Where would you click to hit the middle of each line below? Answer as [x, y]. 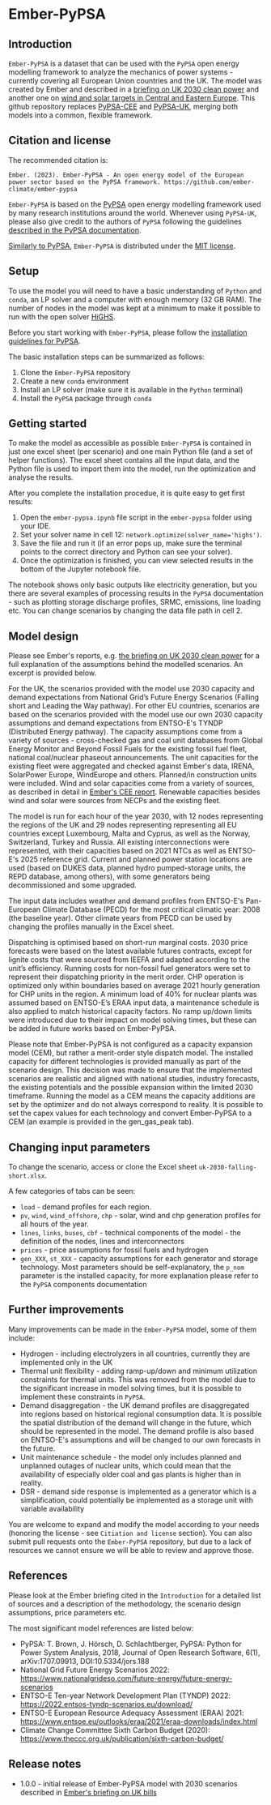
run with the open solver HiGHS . [62, 316]
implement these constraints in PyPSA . [83, 1397]
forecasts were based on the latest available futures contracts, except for [130, 951]
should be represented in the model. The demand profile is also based [137, 1431]
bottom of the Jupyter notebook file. [80, 569]
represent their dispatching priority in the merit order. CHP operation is [126, 977]
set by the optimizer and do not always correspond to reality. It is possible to [136, 1105]
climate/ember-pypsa [43, 189]
